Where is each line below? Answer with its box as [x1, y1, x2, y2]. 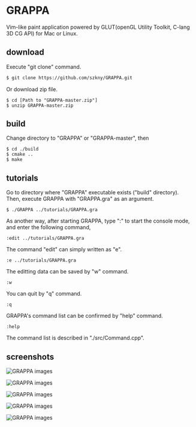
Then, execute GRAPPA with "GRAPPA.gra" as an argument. [6, 196, 154, 203]
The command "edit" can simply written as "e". [6, 246, 122, 253]
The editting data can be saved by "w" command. [6, 268, 129, 275]
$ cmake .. [6, 151, 34, 158]
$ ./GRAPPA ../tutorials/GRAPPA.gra [6, 207, 98, 213]
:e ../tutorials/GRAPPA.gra [6, 257, 77, 264]
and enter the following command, [6, 224, 91, 231]
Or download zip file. [6, 85, 58, 93]
